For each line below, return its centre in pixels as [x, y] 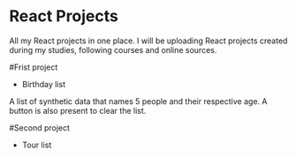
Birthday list [44, 84]
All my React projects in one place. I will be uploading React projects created [148, 41]
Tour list [37, 145]
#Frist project [34, 67]
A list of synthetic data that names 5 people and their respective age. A [138, 101]
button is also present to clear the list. [78, 110]
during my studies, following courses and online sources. [113, 49]
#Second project [40, 127]
